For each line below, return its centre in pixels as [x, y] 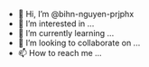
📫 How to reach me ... [60, 53]
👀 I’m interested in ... [56, 24]
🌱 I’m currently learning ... [66, 33]
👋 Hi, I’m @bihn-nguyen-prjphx [76, 14]
